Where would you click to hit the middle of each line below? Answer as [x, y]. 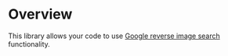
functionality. [29, 44]
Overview [40, 14]
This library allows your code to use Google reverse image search [114, 36]
